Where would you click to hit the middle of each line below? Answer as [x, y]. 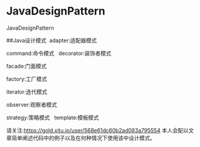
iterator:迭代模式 [27, 91]
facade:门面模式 [26, 66]
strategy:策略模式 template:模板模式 [53, 117]
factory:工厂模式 [27, 79]
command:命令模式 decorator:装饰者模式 [59, 53]
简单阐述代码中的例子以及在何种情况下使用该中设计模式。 [83, 138]
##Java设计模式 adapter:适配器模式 [52, 40]
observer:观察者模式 [32, 105]
